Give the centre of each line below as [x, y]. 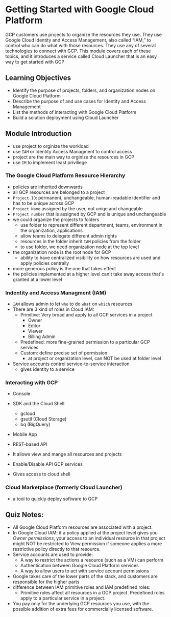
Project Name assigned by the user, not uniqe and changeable [78, 208]
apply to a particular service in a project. [63, 598]
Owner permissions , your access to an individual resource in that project [89, 538]
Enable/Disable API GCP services [48, 464]
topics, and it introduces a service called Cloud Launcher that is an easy [81, 56]
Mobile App [25, 434]
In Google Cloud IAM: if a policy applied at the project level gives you [85, 532]
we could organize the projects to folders [56, 220]
